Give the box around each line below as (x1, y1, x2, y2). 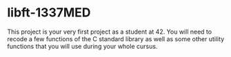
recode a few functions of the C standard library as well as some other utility (7, 34, 225, 43)
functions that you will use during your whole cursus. (7, 42, 158, 50)
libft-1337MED (7, 5, 91, 21)
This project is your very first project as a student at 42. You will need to (7, 27, 212, 36)
